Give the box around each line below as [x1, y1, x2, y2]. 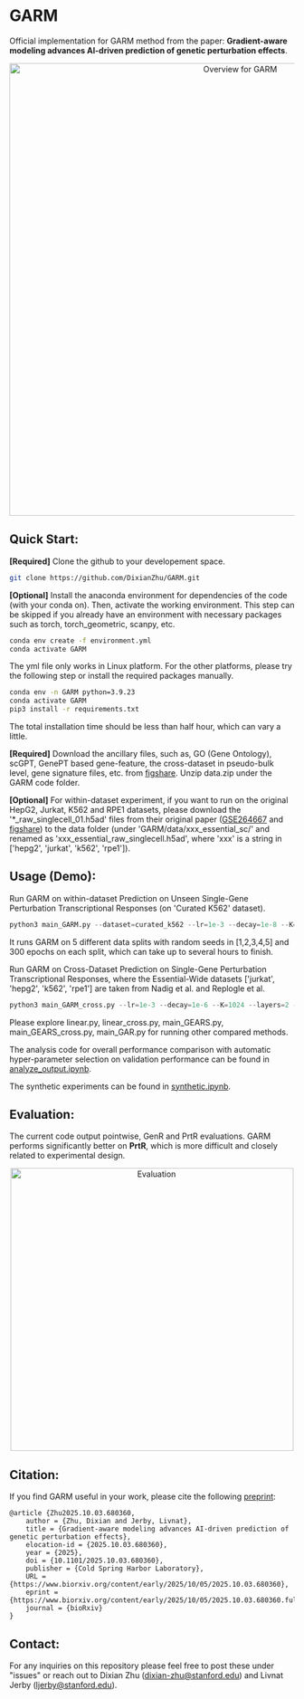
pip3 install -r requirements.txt [9, 705, 140, 714]
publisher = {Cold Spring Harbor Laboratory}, [25, 1564, 204, 1573]
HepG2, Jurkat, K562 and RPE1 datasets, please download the [9, 805, 242, 815]
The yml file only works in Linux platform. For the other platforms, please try [9, 661, 292, 672]
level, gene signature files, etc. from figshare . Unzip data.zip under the [9, 768, 273, 778]
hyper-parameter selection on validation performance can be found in [9, 1054, 270, 1064]
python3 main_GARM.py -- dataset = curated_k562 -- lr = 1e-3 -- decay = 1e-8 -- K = [9, 920, 298, 929]
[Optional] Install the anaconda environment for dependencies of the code [9, 589, 288, 600]
